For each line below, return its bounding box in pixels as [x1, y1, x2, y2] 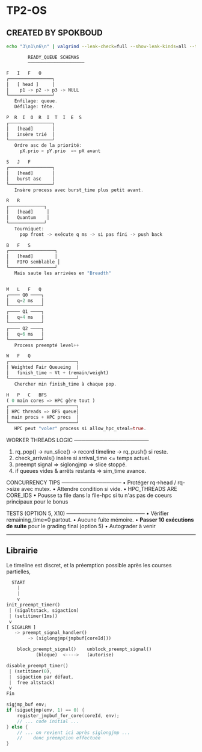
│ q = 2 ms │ [6, 297, 44, 304]
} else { [6, 724, 28, 730]
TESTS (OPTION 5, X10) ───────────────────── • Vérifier [6, 510, 170, 517]
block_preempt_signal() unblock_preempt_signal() [17, 646, 152, 653]
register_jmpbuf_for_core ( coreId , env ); [17, 712, 120, 719]
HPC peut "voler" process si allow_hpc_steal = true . [14, 425, 147, 431]
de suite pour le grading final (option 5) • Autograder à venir [6, 522, 156, 529]
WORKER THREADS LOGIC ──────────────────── [6, 436, 149, 443]
